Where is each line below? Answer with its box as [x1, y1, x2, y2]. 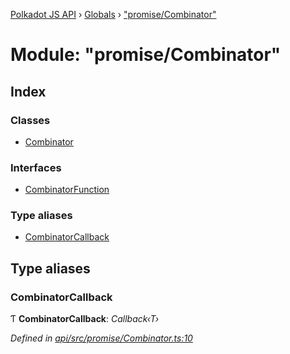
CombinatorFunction [24, 184, 110, 196]
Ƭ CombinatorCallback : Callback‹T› [10, 313, 160, 325]
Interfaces [10, 160, 62, 174]
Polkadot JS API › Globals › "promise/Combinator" [10, 9, 217, 20]
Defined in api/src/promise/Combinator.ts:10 [10, 332, 193, 344]
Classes [10, 113, 51, 127]
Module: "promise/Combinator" [10, 44, 282, 66]
